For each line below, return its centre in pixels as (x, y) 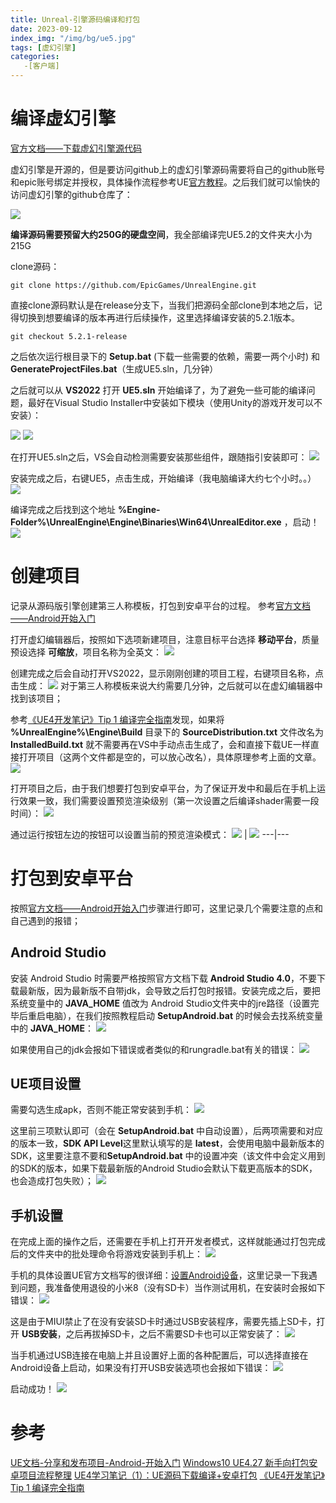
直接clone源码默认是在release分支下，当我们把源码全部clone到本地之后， (162, 305)
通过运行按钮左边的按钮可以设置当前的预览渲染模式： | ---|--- (150, 834)
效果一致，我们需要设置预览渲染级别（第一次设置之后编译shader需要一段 (169, 800)
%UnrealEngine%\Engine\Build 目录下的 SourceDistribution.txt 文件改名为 (167, 732)
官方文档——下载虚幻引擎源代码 (76, 148)
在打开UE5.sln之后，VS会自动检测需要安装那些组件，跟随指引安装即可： (159, 457)
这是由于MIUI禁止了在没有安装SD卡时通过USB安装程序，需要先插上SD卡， (163, 1322)
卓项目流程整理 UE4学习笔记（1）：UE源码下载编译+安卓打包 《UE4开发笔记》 (167, 1475)
